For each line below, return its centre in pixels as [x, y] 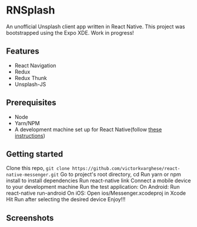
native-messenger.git [33, 175]
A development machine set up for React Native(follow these [88, 129]
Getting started [35, 154]
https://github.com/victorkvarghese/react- [126, 169]
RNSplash [31, 10]
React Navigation [35, 65]
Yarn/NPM [27, 123]
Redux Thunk [31, 78]
